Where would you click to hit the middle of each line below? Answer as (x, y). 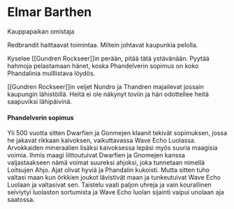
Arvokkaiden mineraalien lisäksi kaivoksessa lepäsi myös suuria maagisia (112, 148)
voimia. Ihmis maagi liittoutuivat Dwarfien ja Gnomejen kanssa (96, 155)
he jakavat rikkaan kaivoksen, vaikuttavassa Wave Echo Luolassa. (102, 141)
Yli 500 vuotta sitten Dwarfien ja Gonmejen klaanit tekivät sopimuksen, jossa (117, 133)
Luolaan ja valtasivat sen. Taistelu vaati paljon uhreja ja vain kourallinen (109, 185)
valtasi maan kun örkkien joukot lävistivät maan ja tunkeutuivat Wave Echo (114, 178)
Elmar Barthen (50, 12)
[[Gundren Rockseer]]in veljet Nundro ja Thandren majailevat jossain (106, 86)
